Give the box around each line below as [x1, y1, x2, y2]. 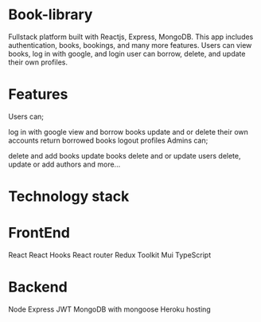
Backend [8, 278, 68, 296]
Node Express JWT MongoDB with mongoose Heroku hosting [8, 304, 211, 314]
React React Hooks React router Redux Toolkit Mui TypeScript [8, 250, 212, 260]
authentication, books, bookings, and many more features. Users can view [8, 40, 252, 49]
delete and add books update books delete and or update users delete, [8, 151, 241, 160]
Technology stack [8, 187, 130, 206]
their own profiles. [8, 57, 68, 67]
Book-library [8, 6, 93, 24]
